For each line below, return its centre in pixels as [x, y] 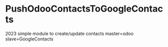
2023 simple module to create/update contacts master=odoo [69, 33]
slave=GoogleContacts [29, 39]
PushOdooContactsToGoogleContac [84, 9]
